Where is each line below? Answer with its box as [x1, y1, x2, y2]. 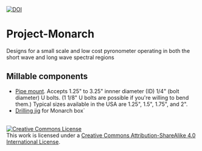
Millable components [6, 71, 88, 82]
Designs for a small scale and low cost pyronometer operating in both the [6, 47, 190, 54]
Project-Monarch [6, 27, 95, 41]
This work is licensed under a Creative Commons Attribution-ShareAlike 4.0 [6, 132, 196, 139]
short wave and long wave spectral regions [6, 54, 114, 61]
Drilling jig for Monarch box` [15, 107, 85, 114]
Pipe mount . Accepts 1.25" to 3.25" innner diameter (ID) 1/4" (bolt [15, 87, 179, 94]
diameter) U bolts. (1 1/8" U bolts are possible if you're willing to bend [15, 94, 189, 101]
